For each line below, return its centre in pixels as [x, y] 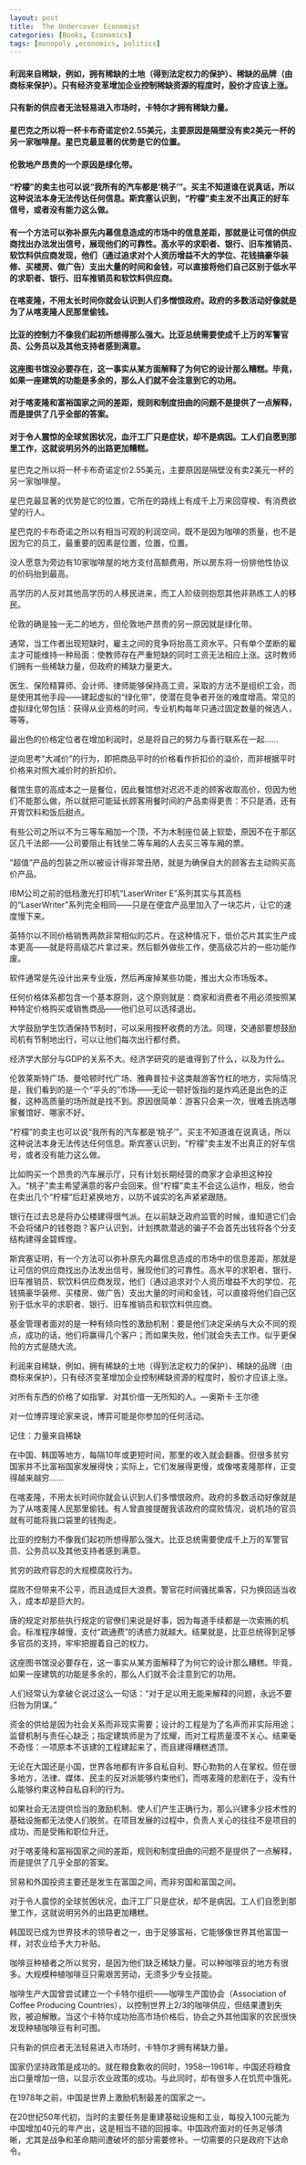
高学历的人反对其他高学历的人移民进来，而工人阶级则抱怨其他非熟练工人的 [149, 594]
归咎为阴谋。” [33, 1705]
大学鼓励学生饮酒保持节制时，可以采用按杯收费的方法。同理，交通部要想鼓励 [153, 1028]
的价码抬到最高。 [41, 574]
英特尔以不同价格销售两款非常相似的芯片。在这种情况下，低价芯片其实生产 [149, 936]
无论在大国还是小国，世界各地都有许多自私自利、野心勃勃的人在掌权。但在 [149, 1767]
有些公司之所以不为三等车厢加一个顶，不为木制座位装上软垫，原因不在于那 [149, 832]
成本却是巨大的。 [57, 1601]
